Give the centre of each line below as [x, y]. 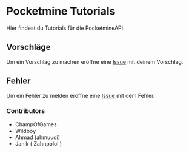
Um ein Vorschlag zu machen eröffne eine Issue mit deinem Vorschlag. [95, 61]
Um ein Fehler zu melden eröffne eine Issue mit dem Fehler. [81, 95]
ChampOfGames [36, 124]
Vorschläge [28, 47]
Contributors [26, 111]
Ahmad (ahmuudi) [38, 137]
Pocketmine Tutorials [61, 11]
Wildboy [25, 131]
